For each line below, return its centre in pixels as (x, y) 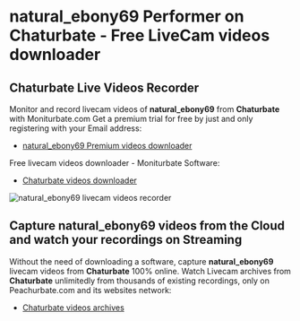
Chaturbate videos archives (73, 308)
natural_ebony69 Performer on (127, 17)
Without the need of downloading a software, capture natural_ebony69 (141, 261)
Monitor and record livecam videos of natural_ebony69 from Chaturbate (145, 109)
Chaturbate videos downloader (79, 180)
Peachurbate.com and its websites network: (90, 290)
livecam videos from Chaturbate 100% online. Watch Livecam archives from (150, 271)
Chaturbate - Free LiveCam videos (140, 35)
